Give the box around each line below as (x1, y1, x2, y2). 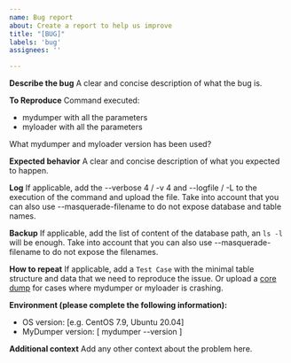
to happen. (9, 166, 49, 176)
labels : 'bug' (9, 37, 62, 47)
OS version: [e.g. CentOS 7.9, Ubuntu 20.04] (21, 317, 185, 328)
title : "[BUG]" (9, 29, 66, 38)
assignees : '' (9, 46, 62, 55)
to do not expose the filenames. (43, 247, 159, 258)
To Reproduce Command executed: (9, 95, 140, 106)
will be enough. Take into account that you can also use (9, 237, 213, 248)
